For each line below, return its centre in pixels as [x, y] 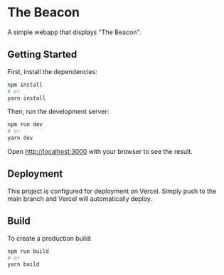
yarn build [23, 264]
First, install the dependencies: [52, 71]
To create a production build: [50, 238]
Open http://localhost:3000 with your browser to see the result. [100, 151]
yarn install [27, 98]
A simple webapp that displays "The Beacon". [74, 32]
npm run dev [25, 125]
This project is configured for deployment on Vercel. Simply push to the [112, 191]
